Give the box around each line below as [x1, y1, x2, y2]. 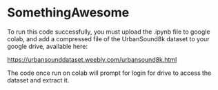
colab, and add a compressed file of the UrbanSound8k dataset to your [7, 34, 210, 43]
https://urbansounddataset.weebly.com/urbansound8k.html [7, 55, 177, 63]
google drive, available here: [7, 42, 88, 50]
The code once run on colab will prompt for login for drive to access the [7, 69, 212, 77]
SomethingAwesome [7, 5, 130, 21]
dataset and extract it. [7, 76, 70, 84]
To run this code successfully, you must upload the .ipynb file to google [7, 27, 210, 36]
